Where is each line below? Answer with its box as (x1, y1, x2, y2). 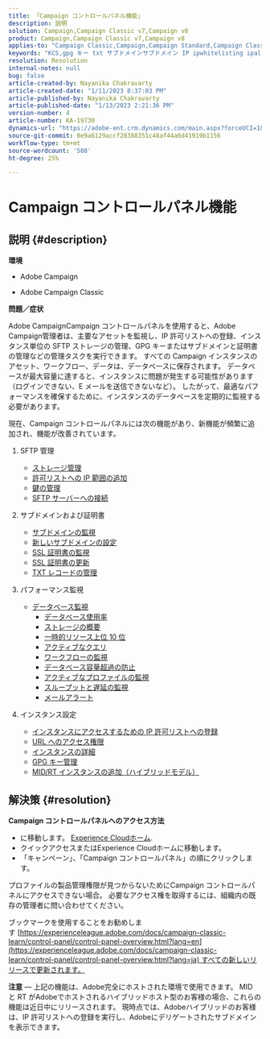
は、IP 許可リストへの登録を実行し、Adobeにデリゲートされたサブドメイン (8, 1012, 257, 1022)
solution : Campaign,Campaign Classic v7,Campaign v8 (8, 27, 189, 35)
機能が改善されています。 (36, 428, 121, 439)
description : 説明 (8, 19, 67, 27)
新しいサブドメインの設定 (31, 537, 117, 548)
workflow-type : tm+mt (8, 139, 81, 147)
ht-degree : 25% (8, 154, 59, 162)
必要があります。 (8, 402, 64, 412)
